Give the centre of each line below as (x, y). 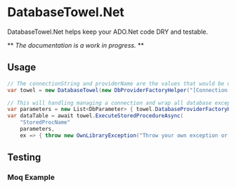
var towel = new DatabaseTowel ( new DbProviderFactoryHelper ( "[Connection (118, 90)
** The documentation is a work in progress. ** (76, 45)
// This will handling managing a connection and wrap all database (110, 103)
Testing (24, 158)
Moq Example (31, 178)
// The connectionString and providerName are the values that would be (116, 84)
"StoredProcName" (45, 123)
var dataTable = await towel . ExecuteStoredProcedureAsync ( (96, 116)
